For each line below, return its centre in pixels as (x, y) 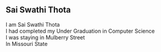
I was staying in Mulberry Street (45, 37)
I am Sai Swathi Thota (33, 24)
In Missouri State (27, 44)
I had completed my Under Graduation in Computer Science (80, 31)
